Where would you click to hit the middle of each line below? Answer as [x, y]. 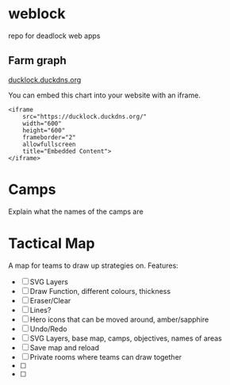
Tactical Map [52, 243]
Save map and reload [64, 347]
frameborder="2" [50, 137]
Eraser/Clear [50, 300]
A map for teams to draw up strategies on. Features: [93, 265]
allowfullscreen [50, 144]
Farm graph [38, 61]
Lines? [40, 310]
